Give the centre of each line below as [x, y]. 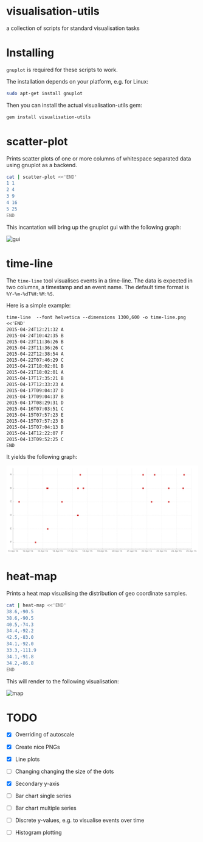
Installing [30, 53]
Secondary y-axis [37, 783]
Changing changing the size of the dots [64, 771]
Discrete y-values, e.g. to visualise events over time [80, 820]
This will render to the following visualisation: [63, 681]
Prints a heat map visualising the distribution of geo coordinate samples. [97, 593]
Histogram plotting [38, 832]
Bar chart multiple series [46, 808]
